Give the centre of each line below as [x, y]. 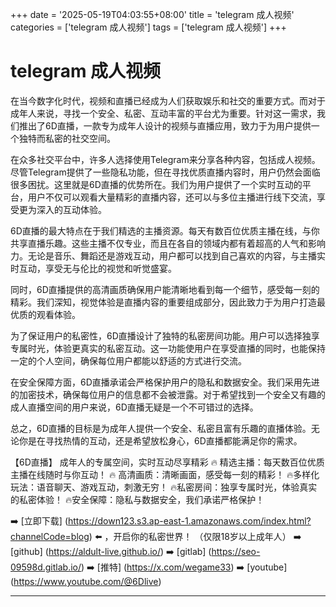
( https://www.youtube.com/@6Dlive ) [86, 581]
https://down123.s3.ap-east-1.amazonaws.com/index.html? [190, 520]
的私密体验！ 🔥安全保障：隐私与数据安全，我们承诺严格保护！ [137, 499]
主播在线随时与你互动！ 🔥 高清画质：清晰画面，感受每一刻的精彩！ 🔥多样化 [165, 474]
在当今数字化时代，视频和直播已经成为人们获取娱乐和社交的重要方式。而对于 [168, 100]
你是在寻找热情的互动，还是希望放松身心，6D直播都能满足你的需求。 [160, 440]
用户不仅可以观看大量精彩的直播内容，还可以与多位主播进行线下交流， [172, 197]
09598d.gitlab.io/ [46, 567]
